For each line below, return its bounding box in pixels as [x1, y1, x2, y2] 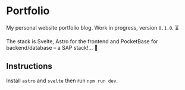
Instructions [6, 61, 52, 72]
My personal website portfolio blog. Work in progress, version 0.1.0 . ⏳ [6, 24, 180, 31]
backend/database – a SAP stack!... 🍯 [6, 44, 98, 51]
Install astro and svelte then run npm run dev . [6, 77, 118, 84]
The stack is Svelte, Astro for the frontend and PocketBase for [6, 37, 159, 45]
